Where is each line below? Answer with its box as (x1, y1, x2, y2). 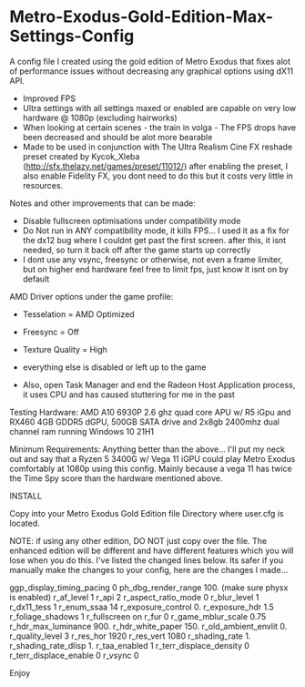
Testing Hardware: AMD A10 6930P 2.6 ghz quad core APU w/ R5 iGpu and (9, 406, 291, 417)
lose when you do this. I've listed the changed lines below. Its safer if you (9, 554, 284, 566)
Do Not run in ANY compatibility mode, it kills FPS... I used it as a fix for (22, 225, 290, 236)
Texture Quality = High (22, 343, 107, 354)
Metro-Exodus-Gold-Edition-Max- (9, 6, 274, 27)
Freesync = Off (22, 326, 80, 337)
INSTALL (9, 490, 43, 501)
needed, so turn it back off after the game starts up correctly (22, 244, 251, 255)
